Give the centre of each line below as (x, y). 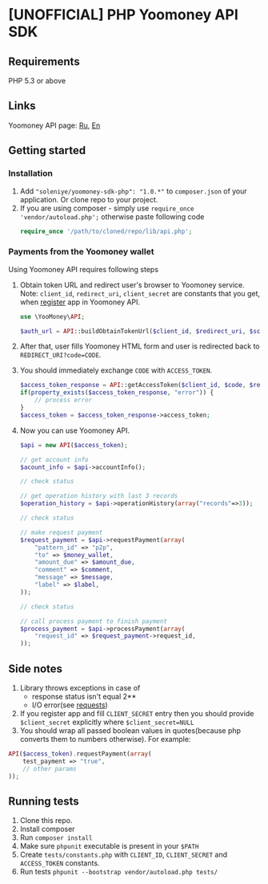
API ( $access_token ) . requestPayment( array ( (80, 754)
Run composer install (56, 837)
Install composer (47, 829)
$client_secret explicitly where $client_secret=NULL (107, 722)
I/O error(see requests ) (70, 705)
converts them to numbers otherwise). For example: (105, 739)
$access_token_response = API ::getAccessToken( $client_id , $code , (133, 385)
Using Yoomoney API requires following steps (83, 269)
